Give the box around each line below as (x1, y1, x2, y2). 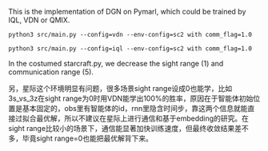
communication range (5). (8, 67, 94, 77)
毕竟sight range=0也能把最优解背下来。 (22, 133, 154, 143)
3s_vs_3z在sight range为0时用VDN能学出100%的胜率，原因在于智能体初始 (8, 93, 254, 103)
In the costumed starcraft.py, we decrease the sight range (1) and (8, 59, 224, 68)
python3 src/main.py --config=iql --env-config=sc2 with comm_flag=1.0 (8, 45, 252, 53)
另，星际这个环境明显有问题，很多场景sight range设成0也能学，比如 (8, 84, 233, 93)
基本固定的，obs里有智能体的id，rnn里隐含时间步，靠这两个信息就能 (22, 104, 248, 113)
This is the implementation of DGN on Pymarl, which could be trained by (8, 7, 246, 16)
